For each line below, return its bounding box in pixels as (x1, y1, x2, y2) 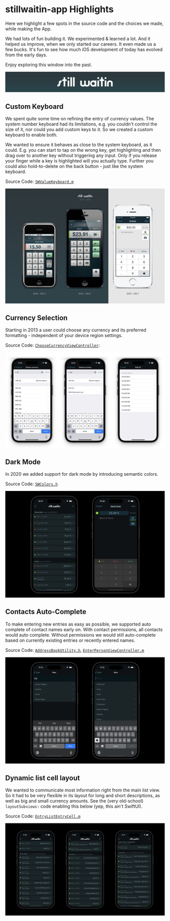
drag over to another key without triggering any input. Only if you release (5, 152, 157, 158)
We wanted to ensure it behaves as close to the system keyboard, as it (5, 142, 153, 148)
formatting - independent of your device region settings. (5, 333, 123, 339)
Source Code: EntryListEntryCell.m (5, 813, 81, 819)
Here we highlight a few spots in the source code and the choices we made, (5, 20, 163, 26)
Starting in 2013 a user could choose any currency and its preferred (5, 327, 147, 333)
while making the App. (5, 25, 52, 31)
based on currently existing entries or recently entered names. (5, 637, 136, 643)
